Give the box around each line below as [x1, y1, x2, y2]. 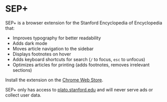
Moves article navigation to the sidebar [12, 45, 94, 52]
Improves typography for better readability [12, 35, 101, 41]
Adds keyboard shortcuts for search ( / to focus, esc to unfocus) [12, 56, 145, 62]
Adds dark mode [12, 40, 47, 46]
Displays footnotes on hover [12, 51, 72, 57]
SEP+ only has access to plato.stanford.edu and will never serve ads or [5, 86, 153, 92]
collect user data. [5, 92, 41, 98]
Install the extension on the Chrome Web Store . [5, 77, 103, 83]
